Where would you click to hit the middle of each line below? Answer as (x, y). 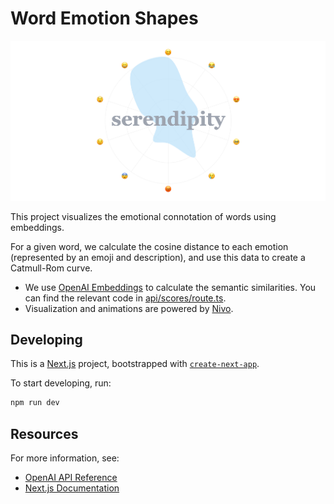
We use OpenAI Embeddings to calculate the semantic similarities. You (170, 287)
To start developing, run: (61, 383)
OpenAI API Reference (71, 478)
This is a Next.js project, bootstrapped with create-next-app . (135, 364)
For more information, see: (65, 458)
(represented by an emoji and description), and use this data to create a (158, 257)
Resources (44, 433)
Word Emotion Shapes (104, 18)
